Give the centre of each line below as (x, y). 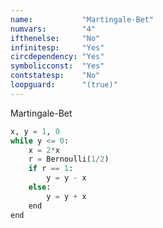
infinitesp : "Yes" (57, 47)
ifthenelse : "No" (55, 38)
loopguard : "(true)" (64, 85)
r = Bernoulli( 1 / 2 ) (69, 159)
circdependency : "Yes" (57, 57)
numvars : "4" (53, 29)
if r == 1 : (51, 169)
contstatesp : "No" (55, 76)
